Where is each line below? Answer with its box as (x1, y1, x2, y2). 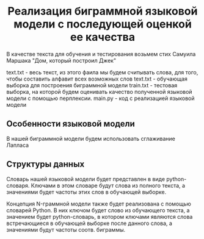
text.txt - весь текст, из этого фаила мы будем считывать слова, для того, (6, 68, 199, 76)
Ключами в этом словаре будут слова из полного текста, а (31, 182, 185, 189)
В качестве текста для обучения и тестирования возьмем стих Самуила (6, 50, 196, 57)
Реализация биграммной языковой (7, 4, 198, 18)
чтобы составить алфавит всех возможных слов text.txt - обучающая (6, 75, 188, 82)
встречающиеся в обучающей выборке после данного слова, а (6, 219, 173, 227)
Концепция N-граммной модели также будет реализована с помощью (6, 200, 191, 207)
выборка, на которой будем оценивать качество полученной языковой (6, 88, 192, 95)
